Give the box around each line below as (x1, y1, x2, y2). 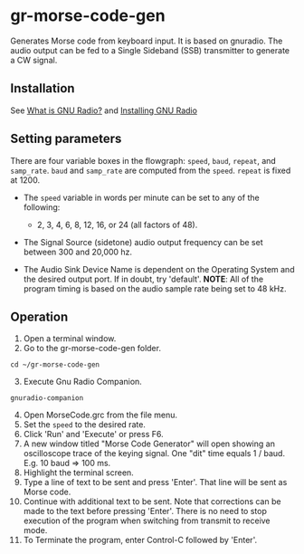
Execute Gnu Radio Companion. (23, 377, 143, 387)
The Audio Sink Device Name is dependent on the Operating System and (23, 263, 295, 274)
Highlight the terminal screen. (23, 467, 134, 478)
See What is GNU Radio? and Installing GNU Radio (10, 105, 198, 116)
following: (23, 201, 61, 213)
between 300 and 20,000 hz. (23, 246, 133, 257)
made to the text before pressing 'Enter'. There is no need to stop (23, 506, 268, 517)
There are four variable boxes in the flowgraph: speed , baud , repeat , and (10, 155, 277, 166)
